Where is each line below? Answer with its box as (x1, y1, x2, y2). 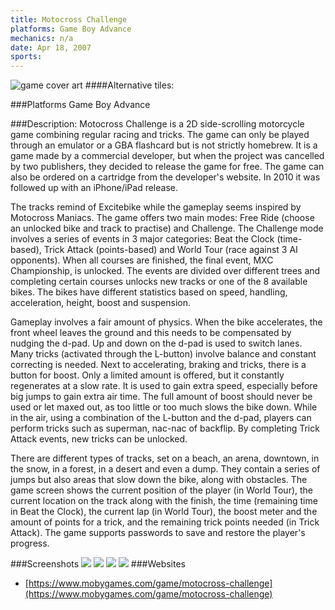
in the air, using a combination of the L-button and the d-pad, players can (10, 412, 312, 424)
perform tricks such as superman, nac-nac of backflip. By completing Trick (10, 422, 320, 435)
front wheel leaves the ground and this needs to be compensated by (10, 327, 292, 339)
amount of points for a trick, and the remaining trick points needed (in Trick (10, 516, 320, 528)
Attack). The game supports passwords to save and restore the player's (10, 527, 306, 539)
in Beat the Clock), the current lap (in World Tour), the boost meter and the (10, 506, 318, 518)
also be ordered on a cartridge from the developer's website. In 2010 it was (10, 171, 321, 183)
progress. (10, 537, 50, 550)
